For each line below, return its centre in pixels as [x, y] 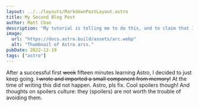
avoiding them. [24, 98]
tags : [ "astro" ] [26, 56]
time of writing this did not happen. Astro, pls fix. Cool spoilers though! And [98, 85]
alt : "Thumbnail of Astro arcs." [53, 45]
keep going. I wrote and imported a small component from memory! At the [97, 79]
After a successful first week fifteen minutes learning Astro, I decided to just [99, 72]
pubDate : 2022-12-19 [32, 50]
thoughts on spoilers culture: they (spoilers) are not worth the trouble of [94, 91]
